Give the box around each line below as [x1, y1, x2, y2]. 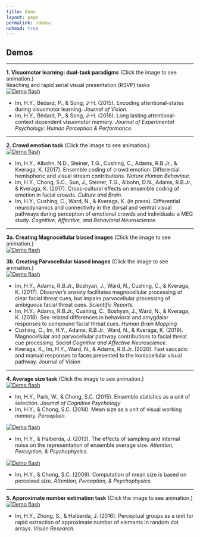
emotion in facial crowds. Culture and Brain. [14, 191, 123, 198]
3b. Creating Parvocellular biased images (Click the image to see [6, 258, 168, 265]
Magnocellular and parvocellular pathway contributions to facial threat [14, 333, 187, 340]
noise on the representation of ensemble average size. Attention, [14, 441, 174, 449]
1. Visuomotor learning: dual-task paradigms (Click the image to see [6, 69, 177, 76]
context [14, 119, 34, 126]
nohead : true [6, 25, 39, 32]
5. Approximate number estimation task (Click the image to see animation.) [6, 495, 193, 502]
